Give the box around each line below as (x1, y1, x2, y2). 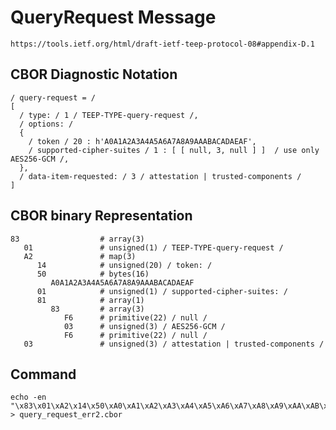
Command (10, 366, 77, 383)
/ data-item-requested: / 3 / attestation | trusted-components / (19, 171, 302, 181)
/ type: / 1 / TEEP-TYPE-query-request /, (19, 110, 199, 120)
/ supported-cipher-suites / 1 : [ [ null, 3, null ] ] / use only (28, 145, 320, 155)
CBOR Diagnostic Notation (10, 66, 178, 83)
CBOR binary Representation (10, 207, 193, 225)
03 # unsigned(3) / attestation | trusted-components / (23, 339, 325, 349)
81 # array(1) (36, 295, 145, 305)
